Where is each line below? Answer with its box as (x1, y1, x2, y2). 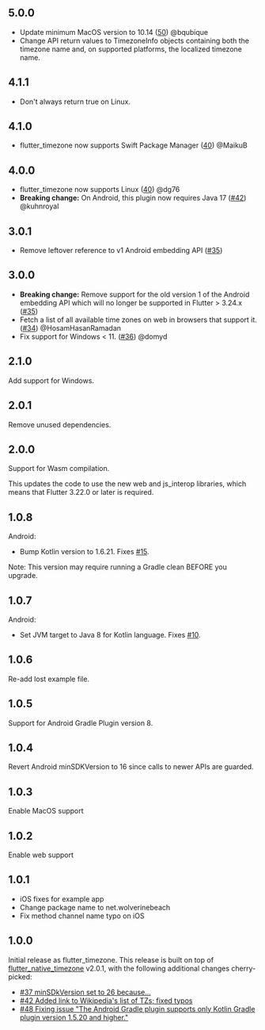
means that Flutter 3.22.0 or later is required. (8, 488, 154, 497)
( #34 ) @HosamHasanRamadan (19, 323, 121, 332)
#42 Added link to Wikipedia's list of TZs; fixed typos (19, 995, 193, 1005)
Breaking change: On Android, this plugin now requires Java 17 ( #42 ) (19, 193, 247, 203)
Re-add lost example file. (8, 674, 89, 683)
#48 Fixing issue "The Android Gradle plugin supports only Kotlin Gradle (19, 1004, 256, 1013)
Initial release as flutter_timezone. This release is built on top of (8, 955, 214, 964)
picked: (8, 971, 33, 982)
